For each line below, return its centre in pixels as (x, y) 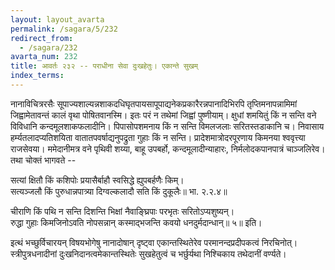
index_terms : (37, 76)
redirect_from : (42, 38)
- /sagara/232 (48, 47)
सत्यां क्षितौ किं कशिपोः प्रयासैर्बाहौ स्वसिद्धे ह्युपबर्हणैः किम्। (97, 180)
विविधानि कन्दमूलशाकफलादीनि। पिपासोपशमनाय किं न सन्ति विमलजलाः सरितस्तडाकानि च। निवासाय (167, 126)
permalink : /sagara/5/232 (64, 29)
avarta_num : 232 (44, 57)
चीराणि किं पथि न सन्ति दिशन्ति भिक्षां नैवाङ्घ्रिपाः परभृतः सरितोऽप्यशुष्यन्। (122, 211)
